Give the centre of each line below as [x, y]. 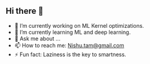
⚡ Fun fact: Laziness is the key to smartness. [70, 54]
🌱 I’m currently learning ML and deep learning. [73, 32]
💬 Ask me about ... [37, 38]
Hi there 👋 [25, 11]
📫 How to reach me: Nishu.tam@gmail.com [69, 45]
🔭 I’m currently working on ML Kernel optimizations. [79, 25]
